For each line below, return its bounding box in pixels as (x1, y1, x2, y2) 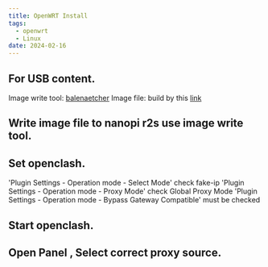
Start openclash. (8, 219, 94, 232)
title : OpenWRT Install (8, 11, 89, 20)
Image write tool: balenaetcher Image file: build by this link (8, 93, 202, 102)
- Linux (15, 34, 42, 43)
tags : (8, 19, 27, 27)
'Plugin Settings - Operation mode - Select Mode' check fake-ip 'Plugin (8, 178, 245, 188)
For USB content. (8, 72, 96, 86)
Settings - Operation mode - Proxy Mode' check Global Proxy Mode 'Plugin (8, 186, 258, 196)
